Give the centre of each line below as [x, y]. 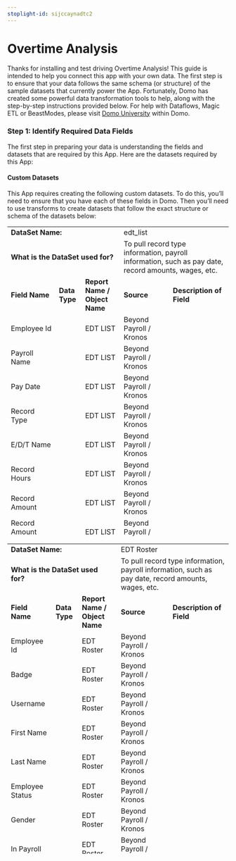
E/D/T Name [31, 445]
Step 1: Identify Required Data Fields [70, 131]
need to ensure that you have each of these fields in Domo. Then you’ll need [118, 201]
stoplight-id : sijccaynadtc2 [50, 14]
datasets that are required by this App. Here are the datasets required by [112, 154]
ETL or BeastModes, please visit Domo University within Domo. [99, 113]
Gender [23, 820]
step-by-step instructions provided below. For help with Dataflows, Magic [113, 106]
